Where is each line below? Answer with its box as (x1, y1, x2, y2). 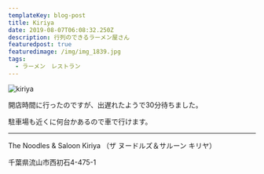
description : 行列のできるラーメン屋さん (8, 33, 130, 42)
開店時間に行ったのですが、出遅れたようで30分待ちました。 (8, 100, 203, 110)
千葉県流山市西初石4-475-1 (8, 158, 97, 167)
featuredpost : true (8, 41, 72, 49)
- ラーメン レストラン (15, 63, 81, 71)
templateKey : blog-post (8, 11, 86, 20)
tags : (8, 56, 26, 63)
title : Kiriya (8, 19, 55, 27)
